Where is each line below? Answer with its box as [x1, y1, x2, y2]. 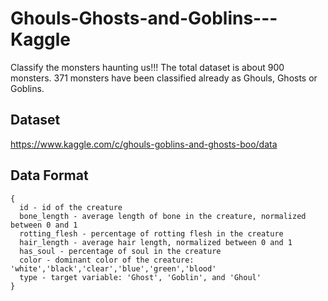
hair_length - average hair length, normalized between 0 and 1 [19, 237, 293, 247]
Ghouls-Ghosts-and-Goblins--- [10, 7, 278, 30]
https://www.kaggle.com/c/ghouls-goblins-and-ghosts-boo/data [10, 138, 278, 150]
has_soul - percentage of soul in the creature [19, 246, 222, 256]
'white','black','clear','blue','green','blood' [10, 263, 217, 274]
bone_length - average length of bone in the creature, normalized [19, 211, 307, 221]
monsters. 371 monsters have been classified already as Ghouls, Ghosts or [10, 72, 318, 84]
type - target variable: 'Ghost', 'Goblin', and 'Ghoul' [19, 272, 262, 282]
